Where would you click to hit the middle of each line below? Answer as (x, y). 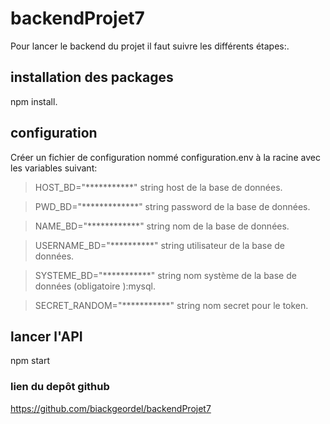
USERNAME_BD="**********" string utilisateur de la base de (159, 245)
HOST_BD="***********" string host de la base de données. (158, 187)
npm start (30, 361)
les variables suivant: (54, 168)
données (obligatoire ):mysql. (95, 286)
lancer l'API (46, 336)
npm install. (34, 101)
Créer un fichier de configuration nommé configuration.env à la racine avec (165, 157)
